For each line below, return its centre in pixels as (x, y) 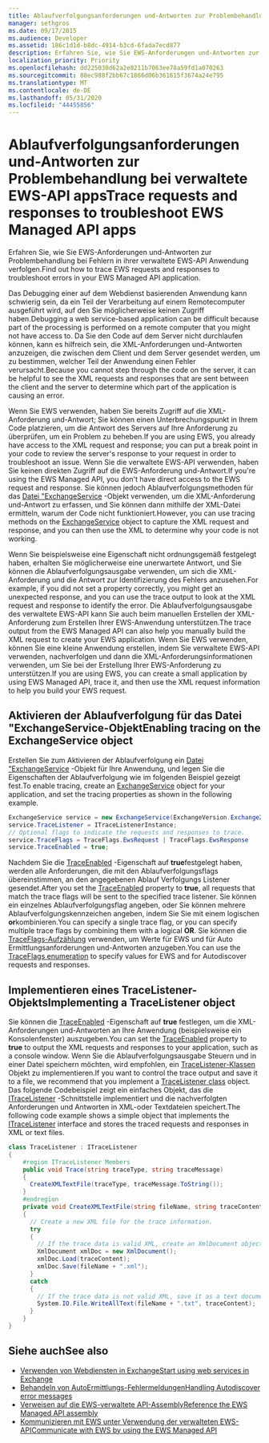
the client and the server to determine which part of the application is (122, 387)
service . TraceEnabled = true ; (59, 847)
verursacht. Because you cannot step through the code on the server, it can (132, 370)
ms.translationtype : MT (48, 83)
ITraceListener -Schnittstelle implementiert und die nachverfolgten (118, 1098)
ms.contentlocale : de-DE (50, 90)
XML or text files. (36, 1133)
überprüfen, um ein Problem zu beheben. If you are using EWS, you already (132, 437)
